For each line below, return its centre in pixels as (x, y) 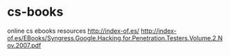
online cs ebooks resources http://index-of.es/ (73, 31)
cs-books (35, 12)
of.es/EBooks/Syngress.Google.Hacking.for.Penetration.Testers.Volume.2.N (115, 38)
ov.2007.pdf (24, 45)
